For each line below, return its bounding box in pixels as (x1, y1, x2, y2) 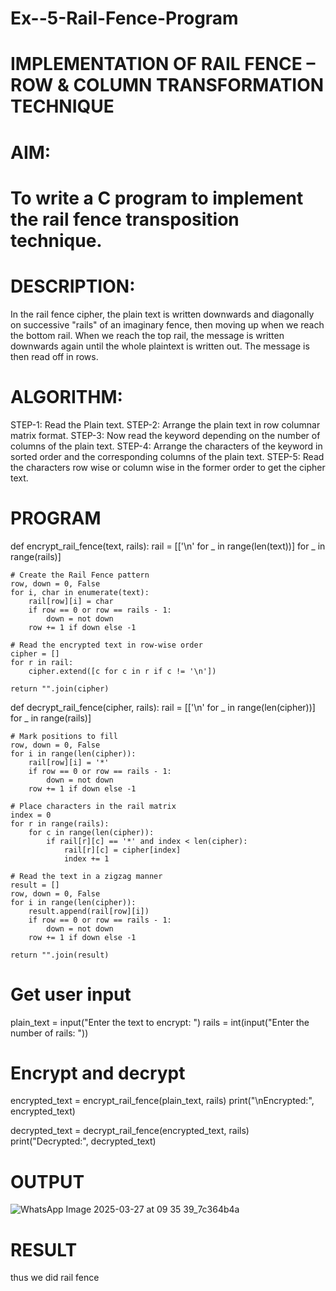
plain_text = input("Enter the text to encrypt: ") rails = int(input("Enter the (10, 1016, 310, 1028)
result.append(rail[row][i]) (28, 906, 150, 916)
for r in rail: (10, 657, 74, 667)
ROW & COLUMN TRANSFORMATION (10, 74, 325, 97)
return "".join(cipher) (10, 683, 110, 694)
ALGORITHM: (10, 385, 123, 408)
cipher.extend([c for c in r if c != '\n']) (28, 666, 217, 676)
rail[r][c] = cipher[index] (63, 845, 182, 855)
